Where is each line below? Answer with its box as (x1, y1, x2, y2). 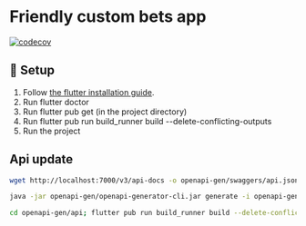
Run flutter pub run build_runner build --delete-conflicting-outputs (22, 115, 272, 126)
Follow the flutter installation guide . (22, 86, 155, 97)
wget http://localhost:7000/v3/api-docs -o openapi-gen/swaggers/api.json (9, 175, 300, 185)
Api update (9, 152, 74, 167)
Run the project (22, 125, 81, 136)
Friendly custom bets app (9, 6, 207, 27)
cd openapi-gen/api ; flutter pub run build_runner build (9, 209, 230, 218)
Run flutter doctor (22, 96, 89, 107)
